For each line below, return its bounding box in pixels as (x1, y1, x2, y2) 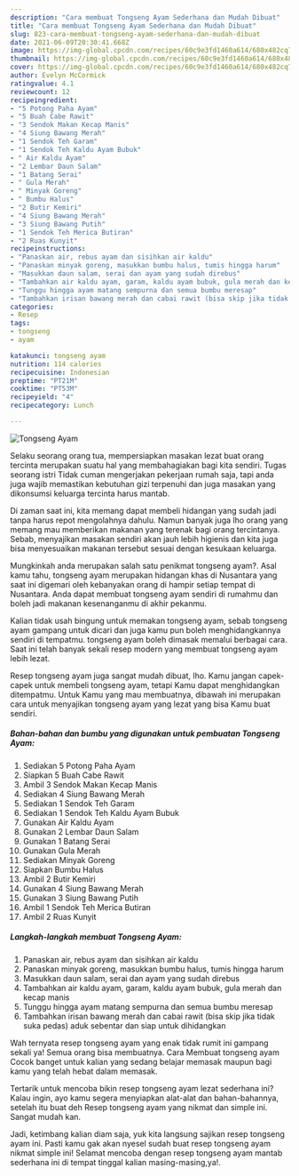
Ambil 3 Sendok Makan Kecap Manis (22, 779, 158, 789)
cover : (10, 63, 35, 72)
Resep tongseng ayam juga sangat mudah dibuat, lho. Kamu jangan (10, 670, 256, 681)
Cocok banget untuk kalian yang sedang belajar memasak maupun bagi (10, 1056, 272, 1067)
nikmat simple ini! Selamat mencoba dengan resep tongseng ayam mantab (10, 1148, 283, 1158)
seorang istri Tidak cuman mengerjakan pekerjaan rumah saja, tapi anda (10, 468, 274, 480)
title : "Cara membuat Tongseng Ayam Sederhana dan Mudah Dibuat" (10, 21, 256, 30)
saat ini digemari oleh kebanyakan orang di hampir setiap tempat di (10, 579, 256, 589)
